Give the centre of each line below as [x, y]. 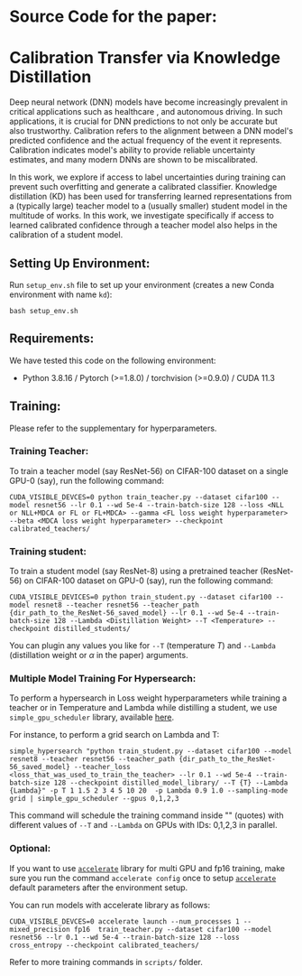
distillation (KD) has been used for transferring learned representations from [151, 197]
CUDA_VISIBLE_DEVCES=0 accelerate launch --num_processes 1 [125, 921]
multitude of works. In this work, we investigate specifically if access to [142, 216]
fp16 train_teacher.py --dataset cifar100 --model [173, 929]
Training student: [48, 551]
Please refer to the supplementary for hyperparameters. [113, 428]
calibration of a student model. [66, 235]
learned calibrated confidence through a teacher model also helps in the [143, 225]
